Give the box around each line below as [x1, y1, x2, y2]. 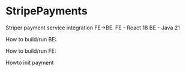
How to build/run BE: [5, 35, 57, 43]
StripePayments [5, 4, 88, 18]
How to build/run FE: [5, 47, 56, 55]
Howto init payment [5, 59, 54, 66]
